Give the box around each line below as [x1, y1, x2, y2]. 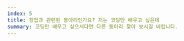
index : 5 [7, 10, 33, 17]
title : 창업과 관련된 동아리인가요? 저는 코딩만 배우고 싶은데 [7, 17, 160, 24]
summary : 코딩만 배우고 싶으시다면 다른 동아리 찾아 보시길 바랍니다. [7, 23, 178, 30]
